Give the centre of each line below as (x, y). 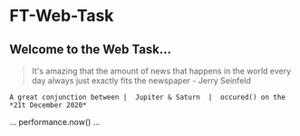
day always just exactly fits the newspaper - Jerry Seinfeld (141, 81)
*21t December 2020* (48, 105)
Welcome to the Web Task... (91, 49)
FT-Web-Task (62, 16)
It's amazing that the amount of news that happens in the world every (161, 71)
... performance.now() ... (55, 122)
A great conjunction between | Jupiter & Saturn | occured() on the (147, 97)
